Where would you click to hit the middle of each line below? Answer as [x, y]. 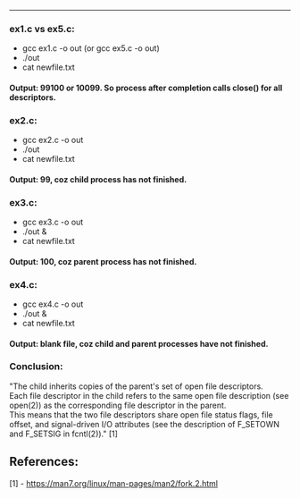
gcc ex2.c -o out [53, 140]
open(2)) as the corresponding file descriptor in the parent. [118, 405]
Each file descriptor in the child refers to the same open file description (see [149, 395]
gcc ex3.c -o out [53, 222]
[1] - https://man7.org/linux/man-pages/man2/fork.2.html [114, 483]
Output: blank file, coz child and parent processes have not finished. [139, 343]
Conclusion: [36, 367]
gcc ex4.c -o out [53, 304]
